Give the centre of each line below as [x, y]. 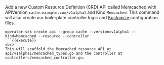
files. [10, 23]
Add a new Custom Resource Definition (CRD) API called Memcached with [81, 7]
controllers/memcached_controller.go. [45, 58]
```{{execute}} [21, 40]
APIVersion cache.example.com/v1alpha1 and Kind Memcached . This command [82, 12]
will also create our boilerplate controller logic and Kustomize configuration [82, 17]
